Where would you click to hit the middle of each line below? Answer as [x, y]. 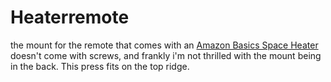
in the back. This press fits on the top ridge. [100, 66]
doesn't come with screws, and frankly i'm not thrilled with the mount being [166, 55]
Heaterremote [70, 17]
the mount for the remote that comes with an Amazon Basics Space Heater [164, 45]
